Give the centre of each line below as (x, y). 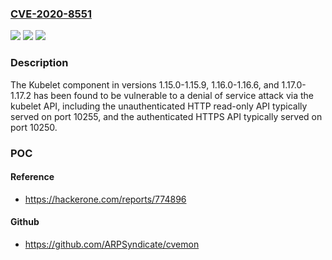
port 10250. (34, 127)
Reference (32, 177)
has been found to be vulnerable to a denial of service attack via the (174, 95)
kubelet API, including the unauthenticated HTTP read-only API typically (159, 106)
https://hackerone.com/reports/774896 (105, 199)
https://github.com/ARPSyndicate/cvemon (112, 244)
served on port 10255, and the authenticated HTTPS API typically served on (166, 116)
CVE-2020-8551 (51, 14)
